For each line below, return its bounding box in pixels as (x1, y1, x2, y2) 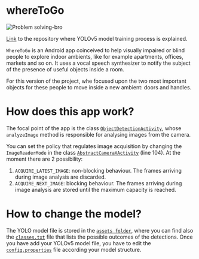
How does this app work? (6, 105, 134, 119)
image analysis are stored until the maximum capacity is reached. (14, 186, 176, 193)
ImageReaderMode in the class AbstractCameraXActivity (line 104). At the (6, 149, 181, 156)
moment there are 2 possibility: (6, 155, 83, 162)
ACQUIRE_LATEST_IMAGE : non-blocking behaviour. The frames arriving (14, 167, 182, 174)
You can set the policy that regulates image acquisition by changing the (6, 142, 182, 150)
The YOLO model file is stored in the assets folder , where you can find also (6, 227, 194, 234)
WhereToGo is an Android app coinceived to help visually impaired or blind (6, 46, 185, 54)
